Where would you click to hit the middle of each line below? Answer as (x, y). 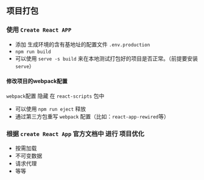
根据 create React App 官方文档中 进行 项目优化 (76, 134)
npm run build (33, 52)
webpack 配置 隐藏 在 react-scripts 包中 (55, 96)
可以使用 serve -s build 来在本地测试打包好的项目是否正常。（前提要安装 (106, 58)
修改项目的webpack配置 (37, 81)
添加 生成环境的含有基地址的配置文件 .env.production (83, 44)
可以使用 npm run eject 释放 (51, 109)
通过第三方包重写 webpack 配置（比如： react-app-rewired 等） (92, 116)
